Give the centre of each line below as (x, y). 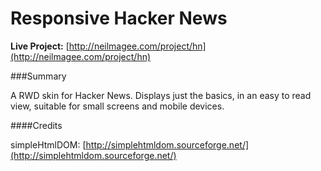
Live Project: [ (40, 46)
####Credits (36, 125)
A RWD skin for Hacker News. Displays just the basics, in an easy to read (161, 95)
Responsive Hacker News (119, 18)
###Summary (38, 76)
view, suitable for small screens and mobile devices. (117, 106)
